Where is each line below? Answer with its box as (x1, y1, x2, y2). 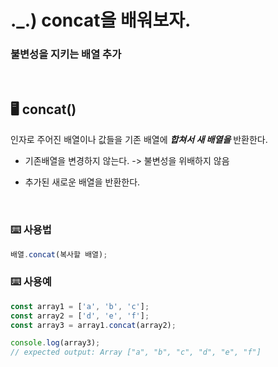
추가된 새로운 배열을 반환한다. (24, 176, 141, 188)
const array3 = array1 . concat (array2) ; (10, 320, 177, 330)
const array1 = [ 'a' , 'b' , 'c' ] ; (10, 301, 150, 311)
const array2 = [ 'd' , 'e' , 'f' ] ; (10, 311, 150, 321)
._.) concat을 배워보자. (10, 9, 192, 32)
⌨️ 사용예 (10, 275, 52, 289)
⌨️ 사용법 (10, 223, 52, 237)
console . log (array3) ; (10, 338, 101, 348)
